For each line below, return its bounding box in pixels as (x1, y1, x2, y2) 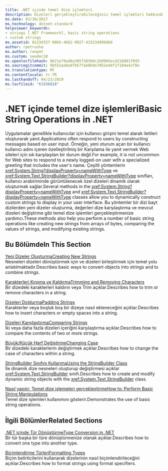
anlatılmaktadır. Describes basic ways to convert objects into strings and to (5, 264, 158, 270)
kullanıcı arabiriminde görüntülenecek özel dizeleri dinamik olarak (5, 178, 140, 184)
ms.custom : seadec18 (5, 53, 48, 59)
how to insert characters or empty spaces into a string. (5, 310, 118, 316)
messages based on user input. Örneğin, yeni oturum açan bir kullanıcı (5, 141, 151, 147)
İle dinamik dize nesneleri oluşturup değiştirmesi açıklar (5, 366, 120, 372)
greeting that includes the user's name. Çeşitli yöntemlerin (5, 162, 125, 168)
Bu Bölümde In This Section (5, 240, 91, 249)
